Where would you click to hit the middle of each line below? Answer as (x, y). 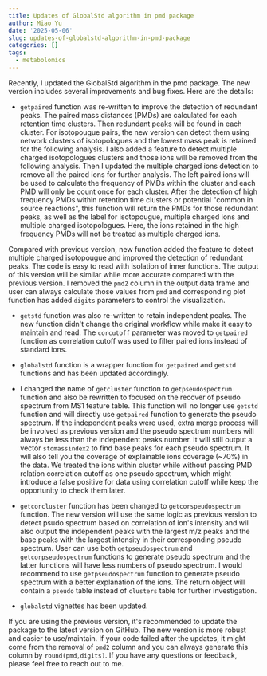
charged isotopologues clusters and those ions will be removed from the (139, 157)
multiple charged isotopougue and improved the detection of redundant (126, 257)
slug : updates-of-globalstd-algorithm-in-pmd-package (100, 38)
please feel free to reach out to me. (66, 663)
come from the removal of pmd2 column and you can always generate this (128, 647)
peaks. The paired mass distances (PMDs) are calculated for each (128, 115)
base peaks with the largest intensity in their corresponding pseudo (131, 540)
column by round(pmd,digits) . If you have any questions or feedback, (123, 655)
